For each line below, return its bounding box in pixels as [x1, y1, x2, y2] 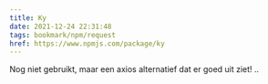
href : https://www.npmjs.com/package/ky [9, 38, 166, 48]
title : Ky [9, 13, 47, 23]
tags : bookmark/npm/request [9, 30, 117, 39]
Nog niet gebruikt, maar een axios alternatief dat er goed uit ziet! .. [9, 64, 260, 75]
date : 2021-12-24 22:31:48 [9, 22, 112, 31]
